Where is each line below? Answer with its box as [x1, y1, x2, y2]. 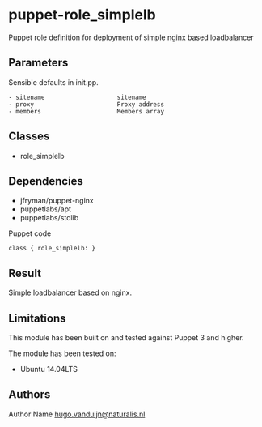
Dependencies [8, 174, 83, 188]
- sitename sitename [8, 93, 147, 101]
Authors [8, 387, 51, 402]
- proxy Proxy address [8, 100, 164, 109]
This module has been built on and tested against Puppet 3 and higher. [8, 333, 244, 342]
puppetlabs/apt [19, 204, 71, 214]
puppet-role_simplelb [8, 6, 156, 24]
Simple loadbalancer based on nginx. [8, 288, 132, 297]
